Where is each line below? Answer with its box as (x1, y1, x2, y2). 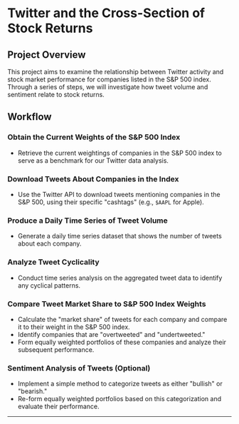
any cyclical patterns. (17, 281, 80, 290)
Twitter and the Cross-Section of (7, 5, 205, 21)
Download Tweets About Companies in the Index (7, 173, 179, 183)
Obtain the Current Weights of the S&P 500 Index (7, 132, 181, 142)
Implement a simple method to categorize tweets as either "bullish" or (17, 380, 223, 388)
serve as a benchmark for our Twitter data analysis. (17, 156, 169, 165)
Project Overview (7, 49, 86, 61)
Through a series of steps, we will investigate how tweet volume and (7, 83, 208, 91)
